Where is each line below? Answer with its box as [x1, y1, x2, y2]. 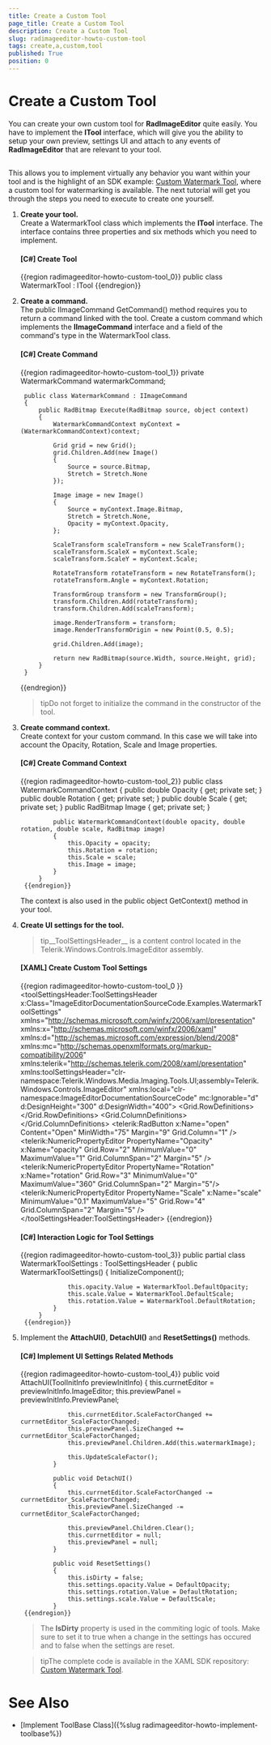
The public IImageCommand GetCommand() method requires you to [19, 305, 248, 314]
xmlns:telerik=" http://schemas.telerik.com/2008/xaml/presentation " [19, 1059, 247, 1068]
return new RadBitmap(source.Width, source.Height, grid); [53, 654, 256, 662]
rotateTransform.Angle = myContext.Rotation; [53, 576, 210, 584]
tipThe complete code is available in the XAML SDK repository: [40, 1657, 249, 1666]
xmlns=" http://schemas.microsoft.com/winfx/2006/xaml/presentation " [19, 1016, 256, 1025]
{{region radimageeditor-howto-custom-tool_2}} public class [19, 776, 223, 786]
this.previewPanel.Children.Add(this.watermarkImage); [67, 1439, 256, 1448]
